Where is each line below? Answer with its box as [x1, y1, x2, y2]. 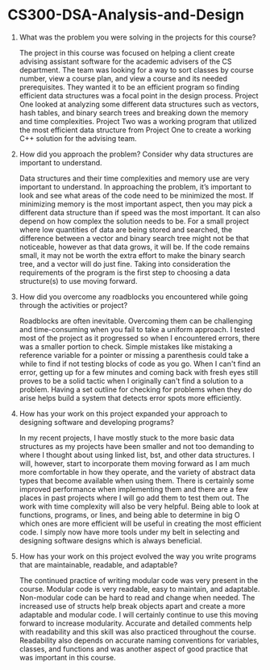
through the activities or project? [19, 300, 128, 310]
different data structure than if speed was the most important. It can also [19, 207, 261, 217]
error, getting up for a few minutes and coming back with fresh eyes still [19, 367, 259, 377]
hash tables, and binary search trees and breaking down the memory [19, 107, 249, 118]
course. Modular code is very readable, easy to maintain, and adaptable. [19, 584, 260, 593]
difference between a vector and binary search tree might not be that [19, 233, 249, 243]
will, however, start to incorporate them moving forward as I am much [19, 458, 251, 468]
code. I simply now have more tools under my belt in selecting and [19, 526, 240, 537]
